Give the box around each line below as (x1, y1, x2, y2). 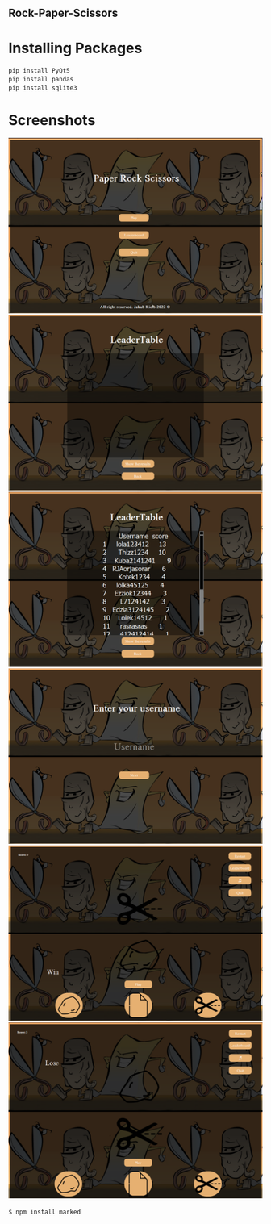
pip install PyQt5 (8, 67, 70, 75)
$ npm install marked (8, 1208, 81, 1216)
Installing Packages (8, 39, 143, 57)
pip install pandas (8, 76, 74, 84)
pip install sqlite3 (8, 84, 78, 92)
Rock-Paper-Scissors (8, 6, 119, 20)
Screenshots (8, 111, 96, 129)
